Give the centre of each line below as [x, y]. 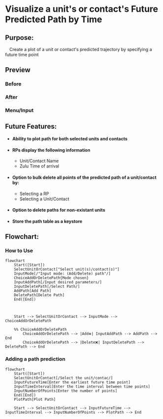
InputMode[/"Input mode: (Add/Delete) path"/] [62, 274]
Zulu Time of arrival [39, 166]
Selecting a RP [34, 194]
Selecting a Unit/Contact [44, 199]
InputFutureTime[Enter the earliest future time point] [72, 382]
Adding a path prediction [35, 359]
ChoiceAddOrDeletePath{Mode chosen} [52, 278]
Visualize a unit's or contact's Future [82, 9]
